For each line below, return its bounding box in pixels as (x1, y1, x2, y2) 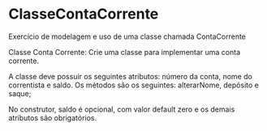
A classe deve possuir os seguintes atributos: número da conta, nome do (8, 71, 253, 81)
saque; (8, 88, 32, 98)
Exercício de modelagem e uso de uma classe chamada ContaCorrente (8, 32, 246, 41)
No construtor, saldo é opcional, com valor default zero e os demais (8, 104, 235, 114)
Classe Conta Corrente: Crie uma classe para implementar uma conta (8, 47, 241, 57)
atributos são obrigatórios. (8, 112, 97, 122)
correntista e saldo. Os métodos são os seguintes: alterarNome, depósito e (8, 80, 260, 90)
